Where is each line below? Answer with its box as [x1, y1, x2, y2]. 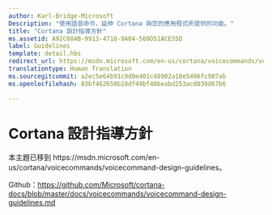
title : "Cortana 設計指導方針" [8, 27, 107, 35]
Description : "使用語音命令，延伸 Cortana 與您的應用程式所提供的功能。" [8, 19, 235, 28]
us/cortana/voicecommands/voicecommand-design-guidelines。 [8, 163, 227, 173]
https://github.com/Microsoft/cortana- [37, 180, 166, 190]
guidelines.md [8, 198, 56, 208]
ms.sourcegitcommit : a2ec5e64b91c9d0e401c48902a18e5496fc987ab [8, 72, 227, 80]
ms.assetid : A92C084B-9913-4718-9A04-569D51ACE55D [8, 34, 183, 43]
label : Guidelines [8, 42, 70, 50]
